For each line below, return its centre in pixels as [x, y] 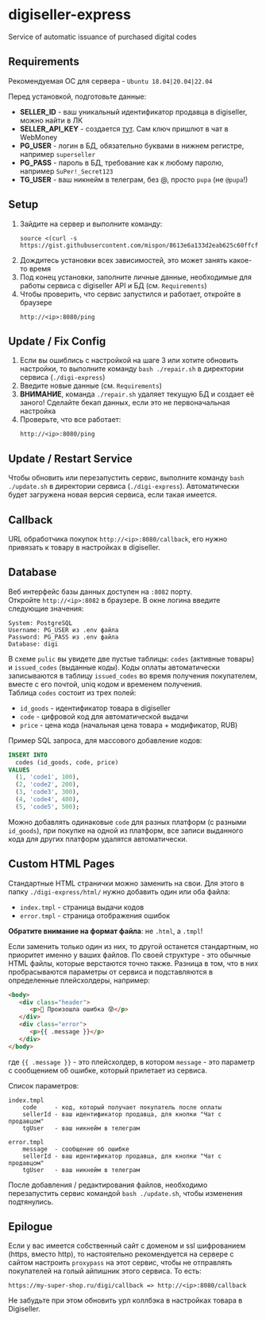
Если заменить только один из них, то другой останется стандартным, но [133, 946]
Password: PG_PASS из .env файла [64, 637]
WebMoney [39, 137]
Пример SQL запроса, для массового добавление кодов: [105, 740]
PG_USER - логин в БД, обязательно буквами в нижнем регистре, [132, 146]
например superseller [58, 154]
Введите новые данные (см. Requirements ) [91, 386]
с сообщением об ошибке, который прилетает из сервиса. [108, 1070]
